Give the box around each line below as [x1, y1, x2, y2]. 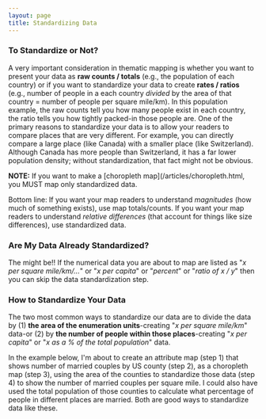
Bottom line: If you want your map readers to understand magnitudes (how [8, 195, 252, 204]
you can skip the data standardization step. [8, 275, 149, 284]
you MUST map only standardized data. [8, 179, 138, 189]
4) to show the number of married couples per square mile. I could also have [8, 378, 258, 388]
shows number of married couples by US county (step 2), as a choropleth [8, 361, 249, 371]
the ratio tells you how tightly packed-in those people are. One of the [8, 113, 234, 123]
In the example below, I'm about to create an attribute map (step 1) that [8, 353, 239, 363]
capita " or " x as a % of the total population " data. [8, 337, 171, 347]
